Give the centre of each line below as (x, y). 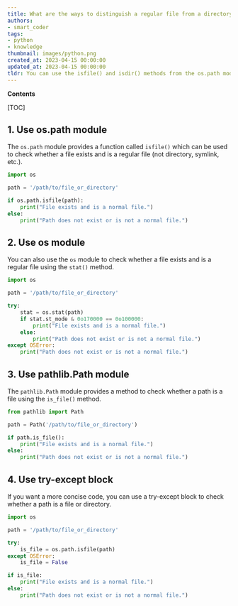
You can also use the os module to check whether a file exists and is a (109, 259)
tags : (15, 34)
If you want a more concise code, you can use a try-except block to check (116, 497)
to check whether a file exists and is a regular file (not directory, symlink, (113, 154)
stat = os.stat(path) (52, 313)
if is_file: (25, 575)
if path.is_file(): (36, 438)
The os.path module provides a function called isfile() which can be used (118, 147)
